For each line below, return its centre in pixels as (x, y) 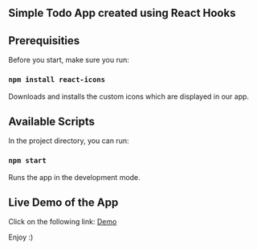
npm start (27, 161)
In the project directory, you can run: (69, 141)
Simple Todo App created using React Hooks (122, 13)
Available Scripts (51, 121)
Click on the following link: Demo (63, 222)
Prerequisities (44, 41)
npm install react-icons (57, 80)
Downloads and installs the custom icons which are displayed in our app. (129, 96)
